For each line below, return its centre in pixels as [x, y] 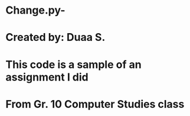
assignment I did [47, 77]
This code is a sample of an [74, 64]
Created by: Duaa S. [55, 38]
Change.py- [35, 10]
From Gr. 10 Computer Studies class [95, 104]
